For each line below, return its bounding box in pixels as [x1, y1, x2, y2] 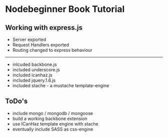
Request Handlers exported [12, 42, 69, 48]
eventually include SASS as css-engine [12, 126, 93, 132]
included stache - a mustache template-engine [12, 83, 109, 88]
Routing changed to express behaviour [12, 47, 92, 53]
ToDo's [5, 97, 28, 106]
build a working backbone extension [12, 116, 87, 122]
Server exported [12, 36, 46, 42]
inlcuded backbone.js [12, 61, 57, 67]
